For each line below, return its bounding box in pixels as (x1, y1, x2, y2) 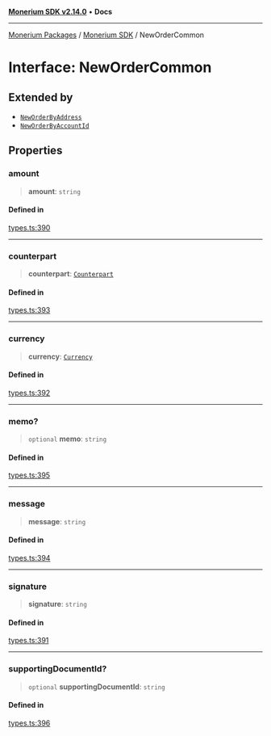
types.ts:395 (8, 470, 51, 480)
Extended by (8, 90, 73, 104)
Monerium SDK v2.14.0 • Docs (8, 7, 113, 16)
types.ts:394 (8, 553, 51, 562)
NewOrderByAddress (19, 113, 82, 121)
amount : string (27, 186, 81, 196)
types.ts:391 (8, 636, 49, 646)
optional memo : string (27, 434, 107, 444)
